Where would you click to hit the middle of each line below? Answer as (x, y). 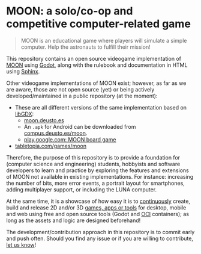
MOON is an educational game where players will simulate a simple (104, 40)
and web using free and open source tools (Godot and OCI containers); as (97, 214)
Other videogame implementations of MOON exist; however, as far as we (96, 83)
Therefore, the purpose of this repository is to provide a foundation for (93, 157)
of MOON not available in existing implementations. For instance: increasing (100, 176)
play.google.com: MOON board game (70, 139)
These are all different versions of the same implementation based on (101, 107)
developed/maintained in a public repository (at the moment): (82, 96)
